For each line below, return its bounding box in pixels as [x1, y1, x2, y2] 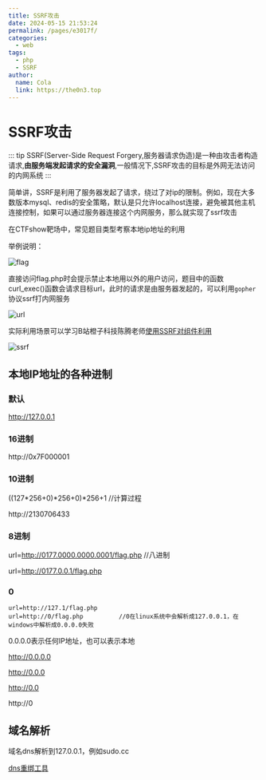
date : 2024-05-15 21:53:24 [8, 19, 98, 27]
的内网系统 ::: [8, 171, 52, 180]
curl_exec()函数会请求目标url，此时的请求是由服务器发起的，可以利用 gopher [8, 284, 256, 294]
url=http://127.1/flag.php [8, 604, 98, 612]
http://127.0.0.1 [8, 412, 56, 422]
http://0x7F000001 [8, 452, 70, 461]
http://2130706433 [8, 509, 70, 519]
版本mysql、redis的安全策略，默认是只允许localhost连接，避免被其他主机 [14, 197, 256, 208]
